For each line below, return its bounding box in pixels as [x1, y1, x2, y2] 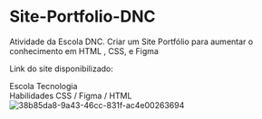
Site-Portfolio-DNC [9, 6, 156, 27]
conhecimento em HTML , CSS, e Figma [9, 45, 159, 56]
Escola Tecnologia [9, 80, 78, 91]
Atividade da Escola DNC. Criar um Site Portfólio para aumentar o [9, 36, 254, 47]
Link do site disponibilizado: [9, 63, 113, 74]
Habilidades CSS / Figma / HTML [9, 90, 132, 101]
